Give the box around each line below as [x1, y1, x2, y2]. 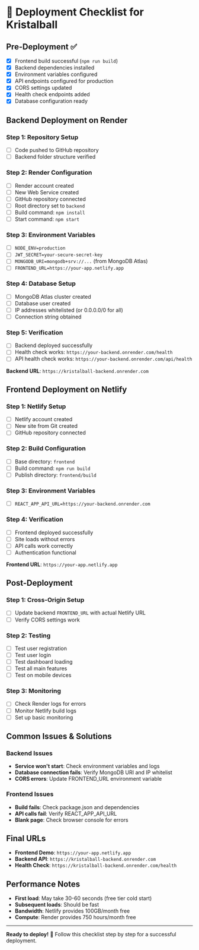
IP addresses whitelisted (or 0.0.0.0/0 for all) [14, 306, 123, 314]
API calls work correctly [14, 542, 73, 549]
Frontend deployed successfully [14, 529, 94, 536]
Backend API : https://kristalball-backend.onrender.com [14, 856, 156, 863]
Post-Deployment [6, 578, 73, 588]
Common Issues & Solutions [6, 731, 112, 741]
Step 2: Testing [6, 631, 51, 639]
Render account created [14, 182, 74, 189]
